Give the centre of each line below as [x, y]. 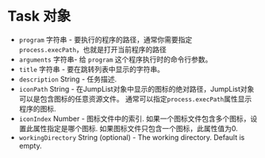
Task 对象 [39, 16]
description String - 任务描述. [68, 79]
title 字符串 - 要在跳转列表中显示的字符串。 [91, 69]
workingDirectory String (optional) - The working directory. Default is [132, 137]
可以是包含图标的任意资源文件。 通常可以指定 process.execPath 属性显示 [135, 99]
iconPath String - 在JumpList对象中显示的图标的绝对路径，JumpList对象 [136, 88]
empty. [30, 145]
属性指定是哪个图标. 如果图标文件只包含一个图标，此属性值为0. [136, 128]
